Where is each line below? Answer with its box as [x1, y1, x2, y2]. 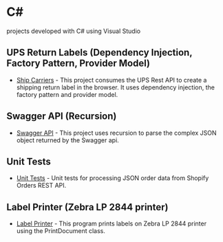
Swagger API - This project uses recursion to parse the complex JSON [16, 129, 217, 137]
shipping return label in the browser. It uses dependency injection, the [16, 83, 215, 91]
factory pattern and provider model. [16, 90, 118, 98]
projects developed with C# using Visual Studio [6, 27, 141, 35]
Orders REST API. [16, 181, 67, 190]
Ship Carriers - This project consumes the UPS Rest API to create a [16, 76, 207, 84]
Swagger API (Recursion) [6, 111, 117, 122]
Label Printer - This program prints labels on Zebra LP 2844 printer [16, 219, 207, 228]
